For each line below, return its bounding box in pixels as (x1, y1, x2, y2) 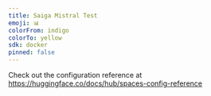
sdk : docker (8, 41, 48, 49)
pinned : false (8, 48, 56, 56)
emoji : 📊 (8, 19, 40, 27)
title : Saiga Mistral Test (8, 11, 98, 20)
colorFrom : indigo (8, 26, 69, 34)
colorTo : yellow (8, 33, 62, 42)
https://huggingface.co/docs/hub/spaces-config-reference (8, 79, 203, 88)
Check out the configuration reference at (8, 71, 143, 79)
